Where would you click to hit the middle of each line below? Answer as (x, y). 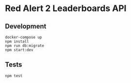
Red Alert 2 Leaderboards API (66, 8)
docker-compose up (23, 37)
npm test (14, 76)
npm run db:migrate (25, 46)
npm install (17, 41)
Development (26, 26)
